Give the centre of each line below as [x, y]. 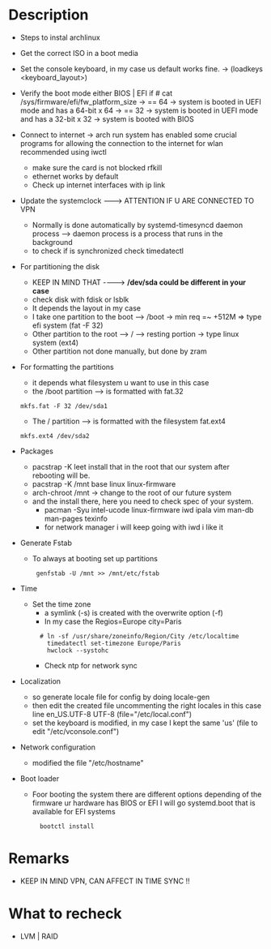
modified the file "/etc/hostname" [88, 762]
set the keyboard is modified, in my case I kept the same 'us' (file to [145, 723]
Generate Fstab [46, 543]
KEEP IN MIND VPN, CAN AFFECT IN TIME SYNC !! [105, 881]
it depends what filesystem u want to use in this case [121, 382]
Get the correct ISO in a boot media [79, 53]
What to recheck [66, 914]
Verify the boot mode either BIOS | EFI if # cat [96, 93]
